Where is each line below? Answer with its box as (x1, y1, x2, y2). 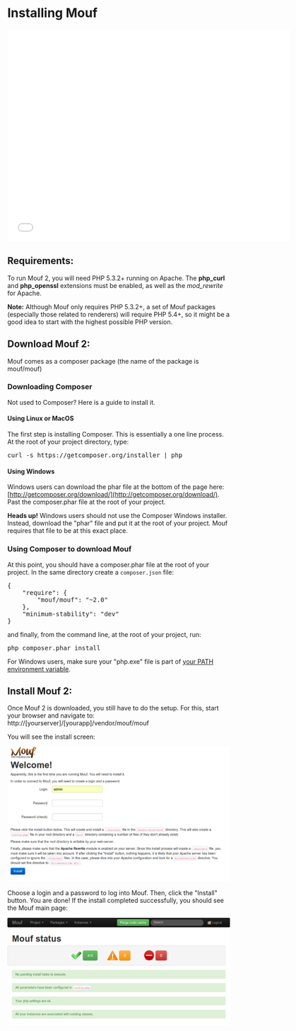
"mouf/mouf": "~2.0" (37, 596, 108, 604)
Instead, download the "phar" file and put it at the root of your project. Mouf (7, 519, 228, 528)
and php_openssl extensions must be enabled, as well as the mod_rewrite (7, 281, 224, 289)
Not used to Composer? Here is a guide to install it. (7, 398, 155, 406)
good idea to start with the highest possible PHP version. (7, 317, 173, 326)
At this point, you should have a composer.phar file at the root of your (7, 560, 210, 569)
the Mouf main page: (7, 904, 69, 912)
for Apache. (7, 289, 42, 297)
